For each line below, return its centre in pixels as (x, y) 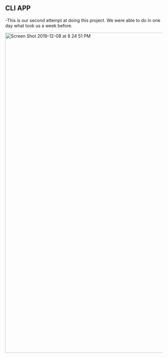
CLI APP (18, 8)
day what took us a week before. (39, 26)
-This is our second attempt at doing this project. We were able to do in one (83, 20)
